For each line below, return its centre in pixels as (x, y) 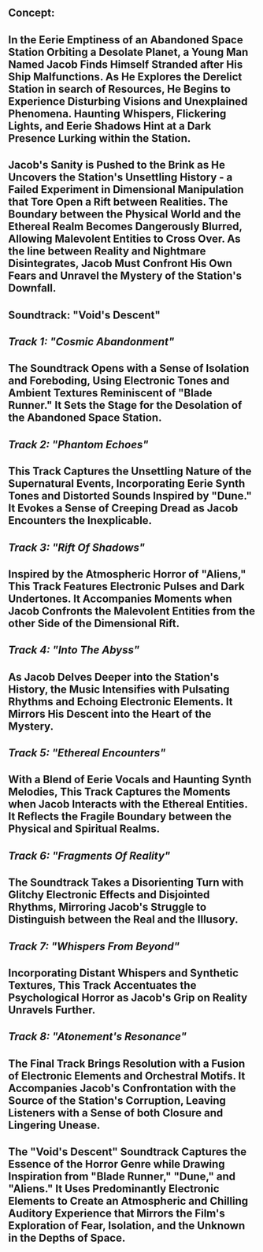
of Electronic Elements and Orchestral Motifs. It (127, 1076)
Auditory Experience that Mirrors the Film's (117, 1214)
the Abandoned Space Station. (85, 418)
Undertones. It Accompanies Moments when (120, 598)
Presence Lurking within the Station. (100, 138)
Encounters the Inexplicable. (80, 520)
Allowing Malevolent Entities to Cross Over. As (124, 239)
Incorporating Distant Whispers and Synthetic (123, 973)
